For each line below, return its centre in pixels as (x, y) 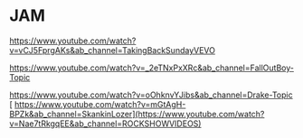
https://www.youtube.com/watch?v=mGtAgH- (100, 104)
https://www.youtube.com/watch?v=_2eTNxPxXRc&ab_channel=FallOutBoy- (151, 68)
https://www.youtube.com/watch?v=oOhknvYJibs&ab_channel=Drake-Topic (151, 95)
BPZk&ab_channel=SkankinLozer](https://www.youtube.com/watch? (137, 114)
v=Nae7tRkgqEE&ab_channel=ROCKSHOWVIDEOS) (105, 124)
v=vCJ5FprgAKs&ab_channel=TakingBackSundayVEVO (112, 50)
